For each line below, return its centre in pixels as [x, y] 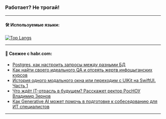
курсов [20, 75]
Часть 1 [20, 85]
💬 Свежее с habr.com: [29, 54]
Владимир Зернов [31, 96]
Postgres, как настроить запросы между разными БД [69, 64]
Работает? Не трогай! [32, 7]
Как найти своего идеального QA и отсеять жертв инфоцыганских [82, 70]
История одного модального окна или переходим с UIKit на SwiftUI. [84, 80]
